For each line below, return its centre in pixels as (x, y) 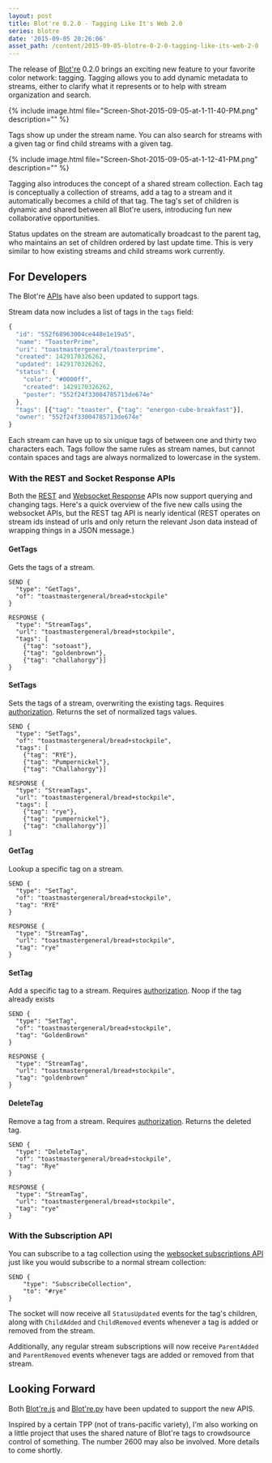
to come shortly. (36, 1450)
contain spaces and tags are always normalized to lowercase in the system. (134, 457)
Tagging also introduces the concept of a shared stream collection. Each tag (136, 184)
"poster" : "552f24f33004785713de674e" (88, 394)
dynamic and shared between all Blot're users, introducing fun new (120, 210)
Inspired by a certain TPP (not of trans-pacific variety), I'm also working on (133, 1424)
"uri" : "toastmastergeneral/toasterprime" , (90, 350)
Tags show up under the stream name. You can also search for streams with (135, 135)
